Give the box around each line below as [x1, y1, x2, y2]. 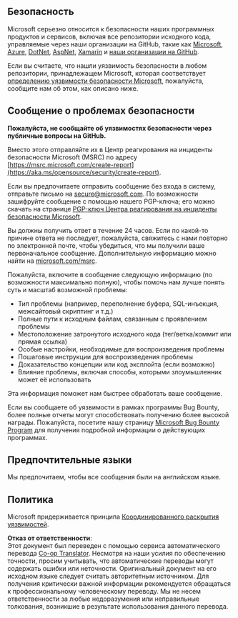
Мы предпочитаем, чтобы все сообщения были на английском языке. [7, 473, 222, 482]
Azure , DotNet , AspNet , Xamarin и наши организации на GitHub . [7, 47, 199, 56]
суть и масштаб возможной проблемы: [7, 285, 128, 294]
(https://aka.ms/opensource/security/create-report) [7, 168, 159, 176]
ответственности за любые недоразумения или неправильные [7, 594, 200, 603]
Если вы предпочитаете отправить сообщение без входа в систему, [7, 181, 216, 190]
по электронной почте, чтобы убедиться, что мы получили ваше [7, 241, 205, 249]
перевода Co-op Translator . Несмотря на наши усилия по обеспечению [7, 549, 227, 558]
